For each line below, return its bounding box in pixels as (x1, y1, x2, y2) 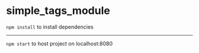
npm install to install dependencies (6, 23, 94, 30)
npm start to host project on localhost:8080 (6, 40, 113, 47)
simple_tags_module (6, 4, 111, 17)
